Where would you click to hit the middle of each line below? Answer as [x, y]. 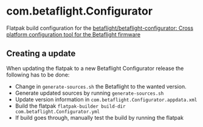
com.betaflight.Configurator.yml [57, 112]
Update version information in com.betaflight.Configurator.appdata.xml [106, 99]
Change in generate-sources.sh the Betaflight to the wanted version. [101, 86]
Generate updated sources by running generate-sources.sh [89, 93]
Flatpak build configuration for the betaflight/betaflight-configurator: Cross [100, 28]
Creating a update [41, 54]
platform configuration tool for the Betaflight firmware [74, 34]
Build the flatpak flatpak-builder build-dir [70, 106]
